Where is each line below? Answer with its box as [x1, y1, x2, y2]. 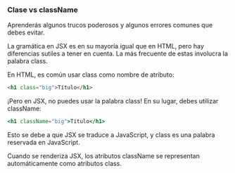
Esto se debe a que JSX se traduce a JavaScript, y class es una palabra [7, 131, 215, 139]
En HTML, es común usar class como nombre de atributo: [7, 70, 174, 79]
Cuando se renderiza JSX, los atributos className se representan [7, 152, 201, 160]
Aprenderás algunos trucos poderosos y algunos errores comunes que [7, 21, 213, 30]
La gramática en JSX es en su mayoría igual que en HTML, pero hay [7, 42, 204, 51]
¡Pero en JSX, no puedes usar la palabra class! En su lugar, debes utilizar [7, 97, 219, 105]
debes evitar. [7, 28, 45, 37]
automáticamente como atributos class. [7, 160, 122, 168]
